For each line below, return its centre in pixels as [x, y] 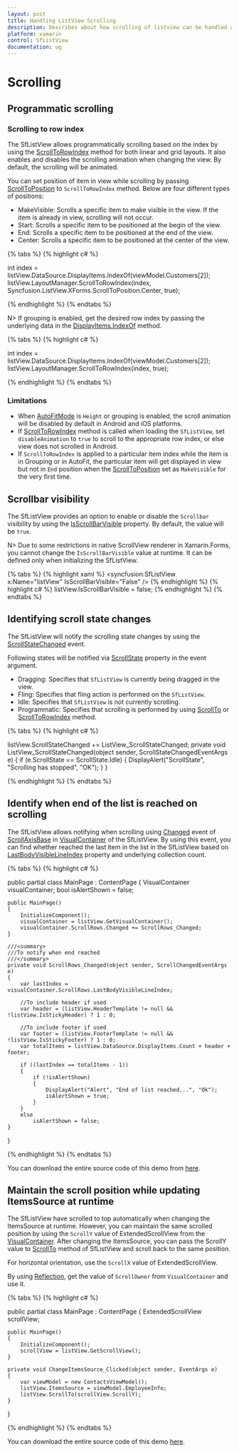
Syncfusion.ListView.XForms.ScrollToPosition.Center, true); [94, 290]
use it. [16, 1284]
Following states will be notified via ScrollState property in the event [107, 658]
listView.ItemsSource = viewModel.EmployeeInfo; [94, 1389]
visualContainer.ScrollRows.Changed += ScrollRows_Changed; [111, 928]
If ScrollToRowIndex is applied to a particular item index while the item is [123, 454]
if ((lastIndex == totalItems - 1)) [75, 1065]
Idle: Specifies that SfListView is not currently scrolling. [99, 702]
